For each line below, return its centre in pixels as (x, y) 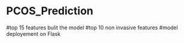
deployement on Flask (33, 33)
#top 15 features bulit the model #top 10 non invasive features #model (92, 27)
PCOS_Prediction (50, 11)
